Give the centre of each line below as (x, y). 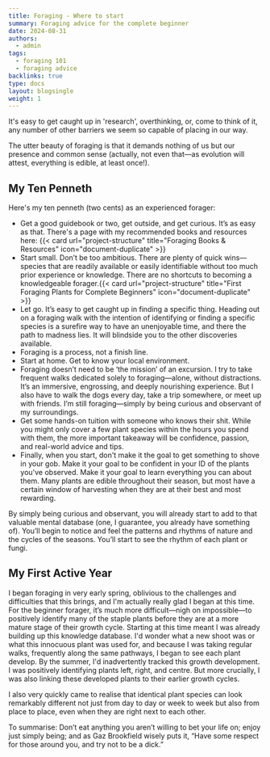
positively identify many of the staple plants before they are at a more (124, 618)
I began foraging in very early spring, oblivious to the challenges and (123, 593)
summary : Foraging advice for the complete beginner (99, 23)
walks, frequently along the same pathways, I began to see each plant (125, 653)
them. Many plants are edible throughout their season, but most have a (137, 481)
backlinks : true (35, 76)
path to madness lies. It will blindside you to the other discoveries (129, 335)
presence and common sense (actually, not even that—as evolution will (127, 154)
